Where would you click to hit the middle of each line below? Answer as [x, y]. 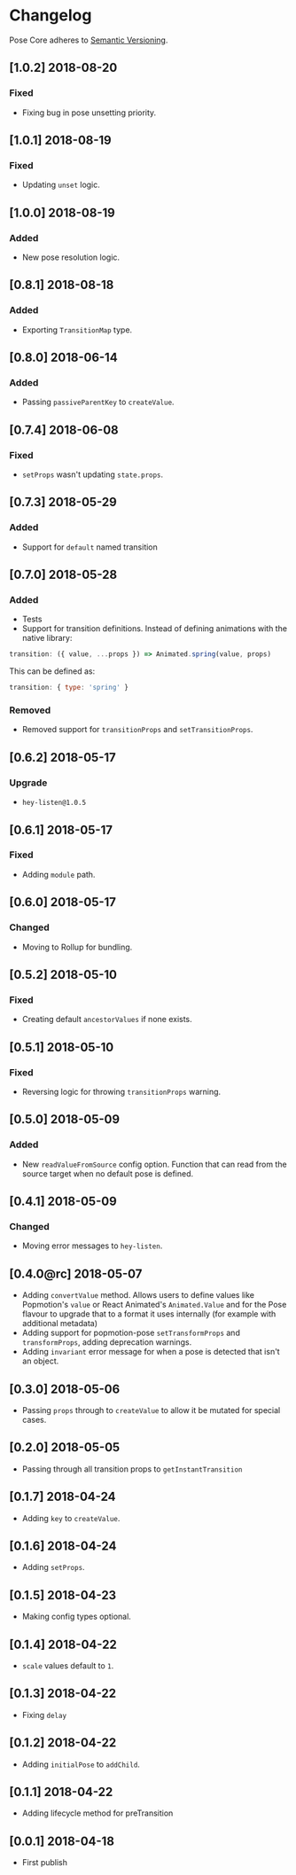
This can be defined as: [52, 671]
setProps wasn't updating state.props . [93, 474]
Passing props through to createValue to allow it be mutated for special [151, 1410]
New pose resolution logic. [71, 257]
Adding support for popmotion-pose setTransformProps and [131, 1333]
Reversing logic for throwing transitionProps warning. [121, 1091]
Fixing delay [44, 1715]
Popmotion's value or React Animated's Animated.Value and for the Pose [154, 1305]
